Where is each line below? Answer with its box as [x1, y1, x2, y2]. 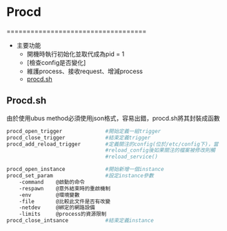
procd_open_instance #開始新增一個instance [6, 166, 164, 173]
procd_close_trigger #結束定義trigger [6, 134, 151, 141]
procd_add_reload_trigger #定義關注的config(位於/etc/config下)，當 [6, 141, 219, 148]
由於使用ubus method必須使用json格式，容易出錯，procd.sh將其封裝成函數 [6, 114, 220, 122]
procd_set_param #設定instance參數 [6, 172, 155, 179]
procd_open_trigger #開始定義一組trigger [6, 128, 161, 134]
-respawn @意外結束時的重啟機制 [19, 185, 111, 192]
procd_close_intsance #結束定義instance [6, 217, 155, 224]
